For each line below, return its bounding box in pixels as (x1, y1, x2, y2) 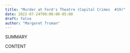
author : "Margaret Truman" (5, 20, 60, 26)
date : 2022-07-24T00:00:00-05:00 (5, 12, 73, 17)
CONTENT (5, 43, 26, 49)
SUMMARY (5, 34, 28, 40)
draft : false (5, 16, 32, 21)
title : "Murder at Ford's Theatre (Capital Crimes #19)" (5, 7, 126, 12)
